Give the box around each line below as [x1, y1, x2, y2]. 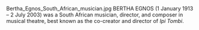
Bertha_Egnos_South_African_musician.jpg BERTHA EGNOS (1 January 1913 [6, 5, 194, 12]
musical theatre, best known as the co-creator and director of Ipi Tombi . [6, 18, 184, 24]
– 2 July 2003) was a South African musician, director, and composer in [6, 11, 183, 18]
